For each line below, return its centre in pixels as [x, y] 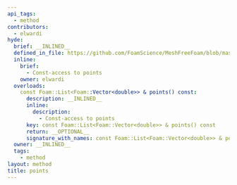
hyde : [15, 40]
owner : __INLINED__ [42, 145]
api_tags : [22, 14]
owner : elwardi [42, 79]
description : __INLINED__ [64, 99]
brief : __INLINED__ [42, 46]
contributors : [28, 27]
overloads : [30, 86]
